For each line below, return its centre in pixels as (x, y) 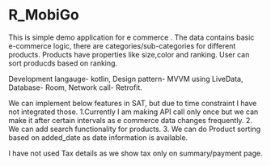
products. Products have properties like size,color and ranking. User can (129, 54)
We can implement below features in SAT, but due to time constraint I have (133, 103)
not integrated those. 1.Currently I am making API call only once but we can (133, 112)
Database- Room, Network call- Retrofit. (76, 87)
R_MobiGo (44, 15)
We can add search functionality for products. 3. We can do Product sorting (135, 129)
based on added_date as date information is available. (98, 137)
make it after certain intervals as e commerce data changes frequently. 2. (131, 120)
